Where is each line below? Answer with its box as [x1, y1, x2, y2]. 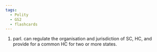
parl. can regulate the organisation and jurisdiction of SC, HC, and [12, 36, 152, 42]
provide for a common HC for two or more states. [12, 41, 117, 47]
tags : [5, 7, 17, 13]
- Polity [10, 12, 29, 17]
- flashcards [10, 21, 38, 27]
